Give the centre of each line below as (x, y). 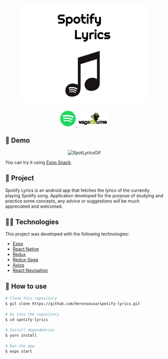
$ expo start (19, 351)
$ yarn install (21, 335)
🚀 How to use (26, 286)
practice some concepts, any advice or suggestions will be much (72, 201)
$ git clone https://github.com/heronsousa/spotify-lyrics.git (73, 304)
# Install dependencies (30, 330)
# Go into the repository (32, 314)
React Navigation (30, 271)
